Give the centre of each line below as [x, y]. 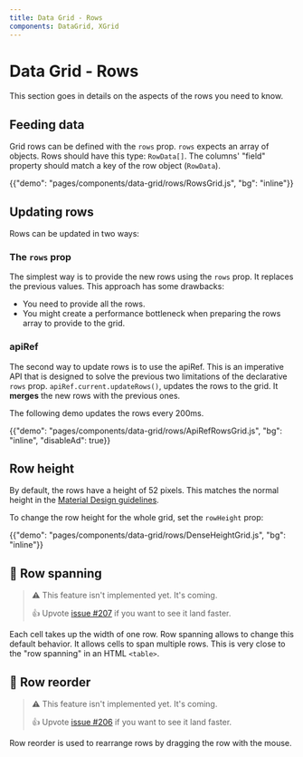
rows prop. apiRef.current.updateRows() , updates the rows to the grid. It [144, 385]
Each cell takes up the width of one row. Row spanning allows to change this [151, 635]
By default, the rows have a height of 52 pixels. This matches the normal [144, 490]
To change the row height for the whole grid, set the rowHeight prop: [137, 518]
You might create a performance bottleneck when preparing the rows [151, 314]
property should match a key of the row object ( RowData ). [115, 166]
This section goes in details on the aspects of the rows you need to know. [146, 96]
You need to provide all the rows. [84, 304]
